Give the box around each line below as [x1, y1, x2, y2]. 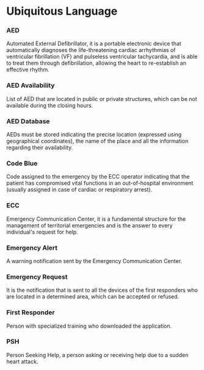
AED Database [6, 117, 50, 125]
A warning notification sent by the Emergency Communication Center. [6, 257, 182, 264]
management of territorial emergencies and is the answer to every [6, 221, 173, 229]
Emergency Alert [6, 243, 58, 252]
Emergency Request [6, 272, 68, 281]
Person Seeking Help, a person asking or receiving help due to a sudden [6, 351, 189, 358]
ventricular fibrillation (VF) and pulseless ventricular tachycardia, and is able [6, 53, 198, 61]
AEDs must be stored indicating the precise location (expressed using [6, 131, 182, 138]
